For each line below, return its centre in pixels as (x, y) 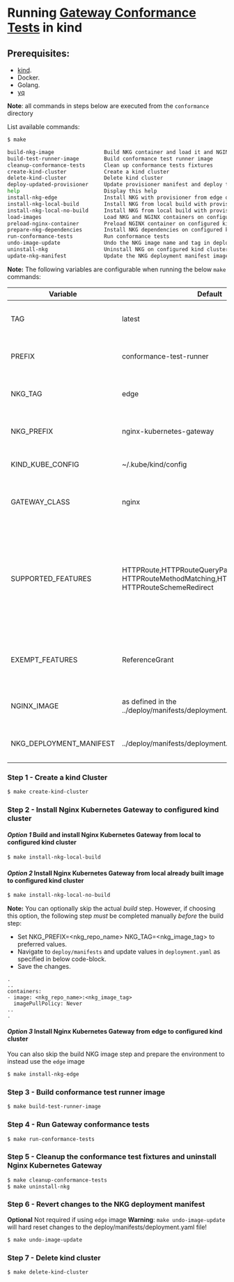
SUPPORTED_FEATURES (51, 578)
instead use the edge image (46, 1062)
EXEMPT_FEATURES (44, 659)
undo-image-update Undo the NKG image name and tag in (109, 243)
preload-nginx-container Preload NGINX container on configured (113, 224)
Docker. (29, 77)
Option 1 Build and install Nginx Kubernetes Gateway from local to (104, 835)
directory (20, 113)
